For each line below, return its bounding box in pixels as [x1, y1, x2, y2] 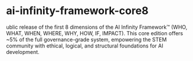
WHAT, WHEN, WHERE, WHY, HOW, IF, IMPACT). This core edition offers [6, 29, 184, 36]
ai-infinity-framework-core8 [6, 4, 149, 18]
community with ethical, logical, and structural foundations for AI [6, 42, 163, 49]
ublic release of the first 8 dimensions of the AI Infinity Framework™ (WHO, [6, 23, 188, 30]
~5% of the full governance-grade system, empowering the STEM [6, 36, 167, 43]
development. [6, 48, 40, 55]
